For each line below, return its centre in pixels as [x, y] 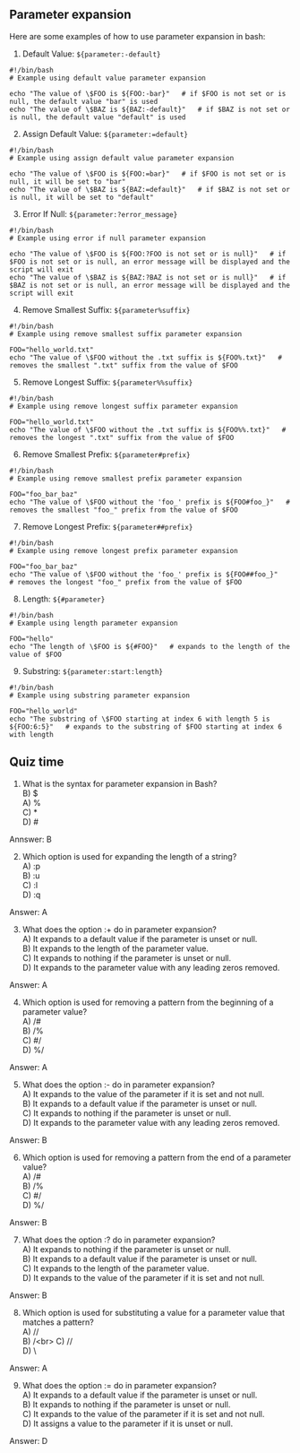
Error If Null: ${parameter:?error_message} [100, 213]
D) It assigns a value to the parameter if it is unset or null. [128, 1423]
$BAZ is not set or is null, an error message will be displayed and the [150, 285]
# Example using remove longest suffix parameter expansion [124, 406]
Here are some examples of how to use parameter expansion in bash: [137, 36]
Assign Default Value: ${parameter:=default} [105, 134]
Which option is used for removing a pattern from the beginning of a [148, 1002]
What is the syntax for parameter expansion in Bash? [120, 783]
